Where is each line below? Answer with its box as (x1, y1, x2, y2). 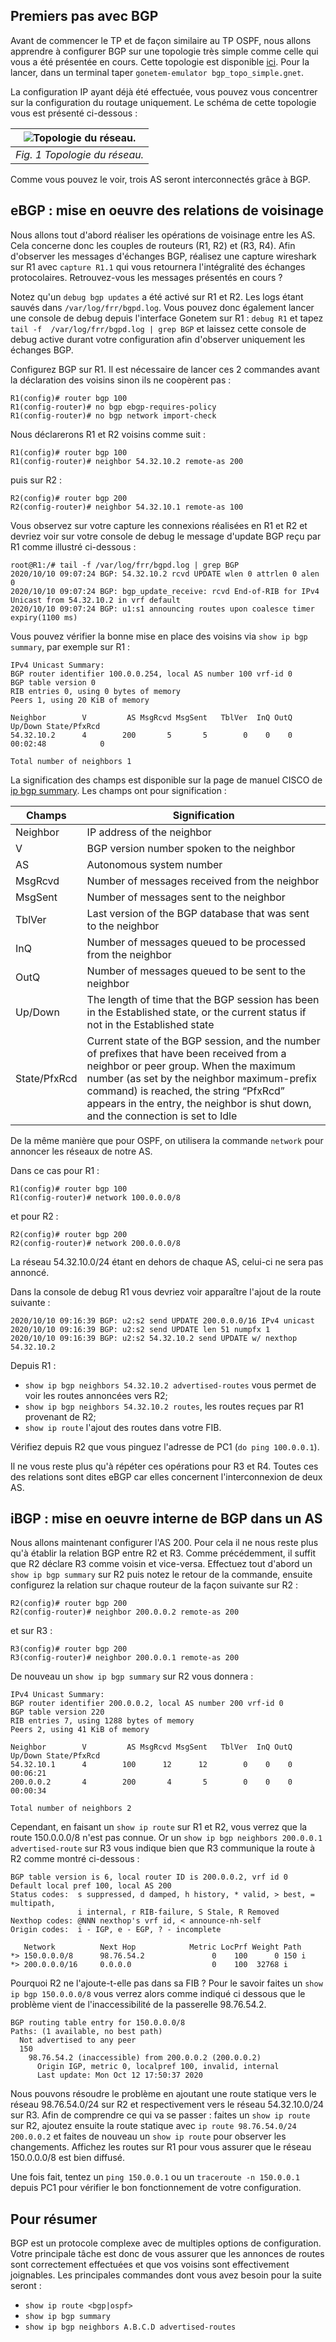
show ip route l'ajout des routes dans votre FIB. (24, 1421, 222, 1433)
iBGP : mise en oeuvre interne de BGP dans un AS (10, 1510, 323, 1528)
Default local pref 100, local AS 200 (10, 1881, 172, 1891)
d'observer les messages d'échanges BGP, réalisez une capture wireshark (10, 250, 317, 262)
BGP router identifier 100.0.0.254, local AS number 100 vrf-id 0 (10, 669, 293, 679)
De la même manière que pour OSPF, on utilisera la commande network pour (10, 1134, 324, 1146)
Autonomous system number (86, 857, 223, 871)
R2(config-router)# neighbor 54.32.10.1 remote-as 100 (10, 502, 244, 512)
